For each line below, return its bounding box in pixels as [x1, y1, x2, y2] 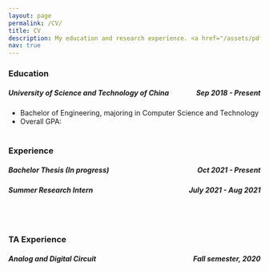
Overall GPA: [19, 117, 62, 127]
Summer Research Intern [8, 185, 94, 195]
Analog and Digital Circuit [8, 253, 97, 263]
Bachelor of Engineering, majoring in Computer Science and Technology [19, 108, 259, 118]
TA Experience [8, 234, 66, 245]
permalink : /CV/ [8, 19, 62, 27]
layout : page [8, 11, 52, 20]
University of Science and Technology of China [8, 87, 170, 97]
